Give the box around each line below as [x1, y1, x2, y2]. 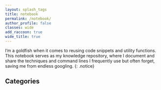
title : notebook [5, 12, 38, 17]
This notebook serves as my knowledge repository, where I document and [5, 53, 155, 58]
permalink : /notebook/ [5, 16, 51, 21]
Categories [5, 77, 40, 86]
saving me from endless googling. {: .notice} [5, 63, 94, 69]
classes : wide [5, 25, 34, 30]
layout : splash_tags [5, 7, 47, 12]
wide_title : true [5, 35, 41, 39]
